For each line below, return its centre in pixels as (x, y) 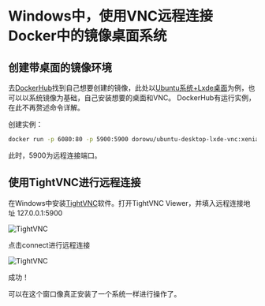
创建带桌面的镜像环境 (60, 67)
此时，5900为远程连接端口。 (55, 155)
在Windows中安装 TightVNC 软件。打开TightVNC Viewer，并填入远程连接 (126, 203)
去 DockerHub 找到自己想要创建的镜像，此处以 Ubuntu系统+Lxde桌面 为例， (128, 88)
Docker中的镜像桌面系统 (88, 36)
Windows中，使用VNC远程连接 (110, 16)
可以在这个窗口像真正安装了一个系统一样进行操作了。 (95, 293)
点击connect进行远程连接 (49, 244)
